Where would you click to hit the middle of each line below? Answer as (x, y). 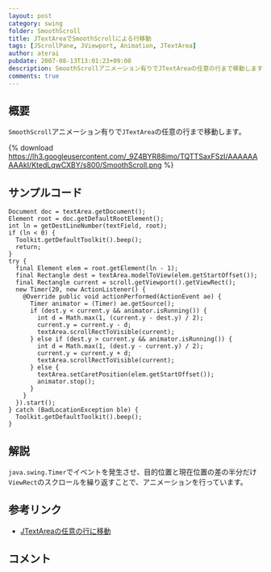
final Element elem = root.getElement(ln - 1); (97, 269)
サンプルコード (45, 192)
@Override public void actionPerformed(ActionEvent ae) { (122, 297)
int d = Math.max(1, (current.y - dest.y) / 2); (121, 318)
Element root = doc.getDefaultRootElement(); (86, 219)
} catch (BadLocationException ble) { (73, 410)
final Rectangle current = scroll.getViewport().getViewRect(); (126, 283)
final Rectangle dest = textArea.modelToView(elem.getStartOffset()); (137, 276)
